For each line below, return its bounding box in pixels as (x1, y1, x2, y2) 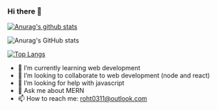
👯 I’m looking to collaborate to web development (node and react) (17, 71, 211, 80)
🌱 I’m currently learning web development (17, 64, 141, 72)
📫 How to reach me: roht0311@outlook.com (17, 94, 147, 103)
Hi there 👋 (7, 6, 43, 16)
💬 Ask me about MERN (17, 87, 85, 95)
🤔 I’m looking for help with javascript (17, 79, 125, 87)
